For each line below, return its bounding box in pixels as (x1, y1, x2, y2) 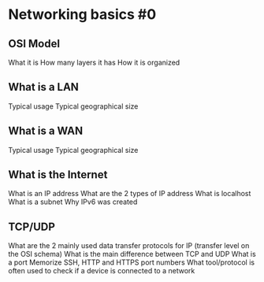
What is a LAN (8, 80, 79, 94)
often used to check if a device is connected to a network (8, 266, 195, 276)
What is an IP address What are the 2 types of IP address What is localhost (8, 189, 251, 199)
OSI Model (8, 37, 61, 50)
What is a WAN (8, 124, 84, 138)
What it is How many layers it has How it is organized (8, 58, 180, 67)
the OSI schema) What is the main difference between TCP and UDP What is (8, 250, 256, 259)
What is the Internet (8, 168, 108, 182)
